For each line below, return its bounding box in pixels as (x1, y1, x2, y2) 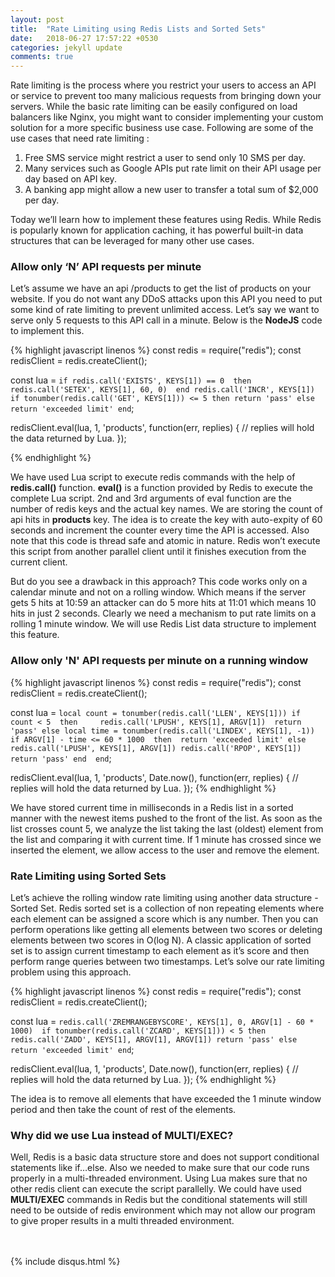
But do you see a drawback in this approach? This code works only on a (10, 576, 308, 588)
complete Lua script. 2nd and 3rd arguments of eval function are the (10, 492, 292, 505)
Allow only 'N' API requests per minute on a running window (10, 654, 309, 668)
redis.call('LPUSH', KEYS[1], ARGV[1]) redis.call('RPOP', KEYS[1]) (10, 743, 302, 753)
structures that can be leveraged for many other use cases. (10, 235, 255, 247)
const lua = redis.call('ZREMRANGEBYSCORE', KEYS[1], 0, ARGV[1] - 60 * (10, 1016, 315, 1028)
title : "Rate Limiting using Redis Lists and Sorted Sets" (10, 24, 267, 34)
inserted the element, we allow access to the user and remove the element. (10, 844, 320, 856)
